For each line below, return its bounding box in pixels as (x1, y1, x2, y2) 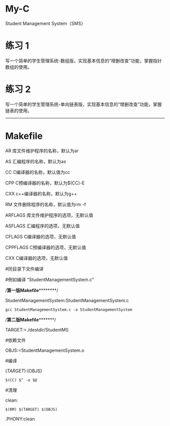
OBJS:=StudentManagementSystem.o (5, 347, 84, 353)
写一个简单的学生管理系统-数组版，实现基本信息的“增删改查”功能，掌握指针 (5, 58, 162, 64)
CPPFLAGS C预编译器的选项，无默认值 (5, 244, 87, 250)
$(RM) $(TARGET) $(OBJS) (5, 407, 58, 412)
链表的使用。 (5, 107, 32, 114)
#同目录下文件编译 (5, 266, 44, 272)
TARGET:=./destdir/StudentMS (5, 326, 69, 333)
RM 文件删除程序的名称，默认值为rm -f (5, 201, 86, 207)
